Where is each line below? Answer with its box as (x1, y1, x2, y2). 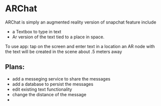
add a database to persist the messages (12, 81, 94, 87)
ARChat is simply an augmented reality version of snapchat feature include (5, 19, 157, 25)
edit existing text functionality (12, 86, 72, 92)
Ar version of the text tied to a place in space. (12, 34, 105, 40)
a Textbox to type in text (12, 28, 61, 34)
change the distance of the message (12, 91, 87, 97)
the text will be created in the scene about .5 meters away (5, 49, 122, 54)
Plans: (5, 63, 25, 71)
